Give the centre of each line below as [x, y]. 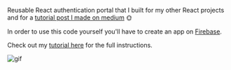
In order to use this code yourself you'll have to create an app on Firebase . [115, 31]
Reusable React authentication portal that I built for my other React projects [116, 10]
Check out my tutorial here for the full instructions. [80, 45]
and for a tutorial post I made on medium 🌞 [70, 17]
